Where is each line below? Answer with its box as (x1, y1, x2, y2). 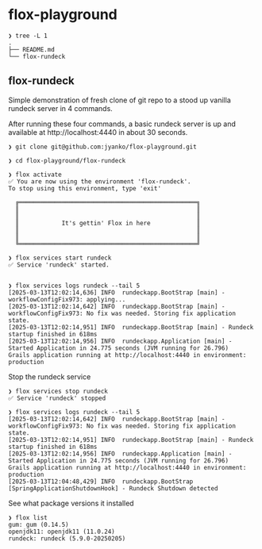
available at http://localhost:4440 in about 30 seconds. (8, 127, 188, 136)
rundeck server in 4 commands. (8, 103, 113, 113)
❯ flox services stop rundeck (8, 387, 109, 395)
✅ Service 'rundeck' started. (8, 260, 110, 269)
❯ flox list (8, 513, 48, 521)
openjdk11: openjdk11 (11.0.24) (8, 528, 115, 536)
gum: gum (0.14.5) (8, 520, 69, 528)
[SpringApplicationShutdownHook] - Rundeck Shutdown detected (8, 484, 218, 493)
